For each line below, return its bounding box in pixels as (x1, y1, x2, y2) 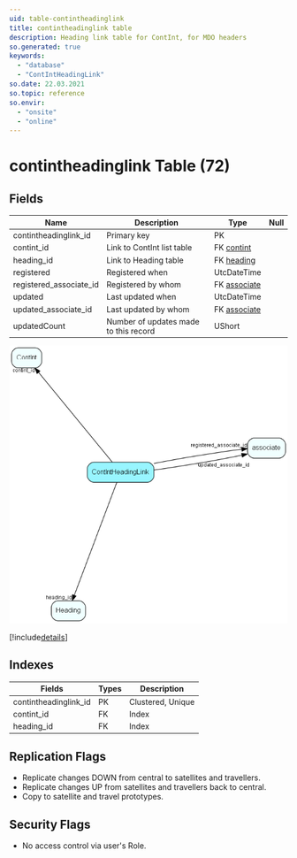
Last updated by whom (106, 303, 190, 314)
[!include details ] (9, 632, 68, 642)
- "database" (17, 61, 65, 70)
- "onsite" (17, 107, 57, 117)
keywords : (9, 51, 46, 61)
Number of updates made (106, 316, 201, 326)
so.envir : (9, 98, 46, 107)
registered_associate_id (12, 280, 100, 289)
